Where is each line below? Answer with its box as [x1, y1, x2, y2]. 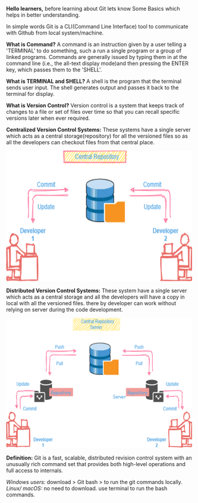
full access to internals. [6, 467, 64, 474]
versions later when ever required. [6, 114, 90, 122]
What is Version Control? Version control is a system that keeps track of [6, 102, 184, 109]
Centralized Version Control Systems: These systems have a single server [6, 126, 191, 133]
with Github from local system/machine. [6, 29, 104, 36]
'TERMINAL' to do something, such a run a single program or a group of [6, 47, 182, 54]
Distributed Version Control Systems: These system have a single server [6, 287, 187, 294]
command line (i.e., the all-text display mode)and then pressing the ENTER [6, 60, 189, 67]
